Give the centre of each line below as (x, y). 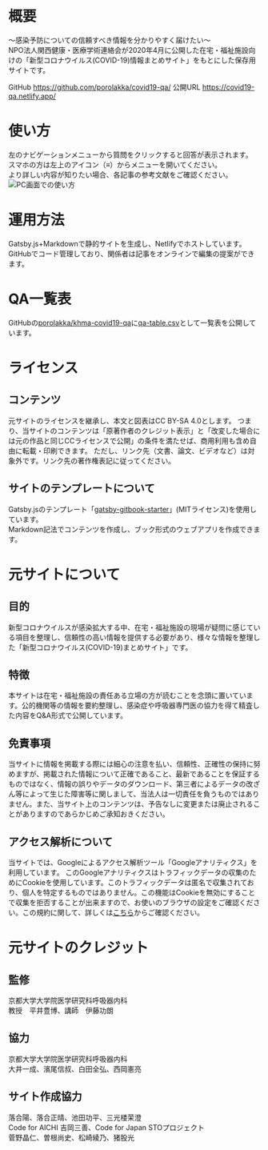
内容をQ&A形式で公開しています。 (71, 715)
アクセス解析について (61, 841)
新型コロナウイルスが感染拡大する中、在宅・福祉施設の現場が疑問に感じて (131, 627)
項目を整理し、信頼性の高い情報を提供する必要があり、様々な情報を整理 (134, 637)
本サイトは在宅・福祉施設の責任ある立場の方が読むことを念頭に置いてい (127, 695)
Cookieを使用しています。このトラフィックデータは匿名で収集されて (135, 882)
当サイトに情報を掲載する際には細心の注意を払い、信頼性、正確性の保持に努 (134, 764)
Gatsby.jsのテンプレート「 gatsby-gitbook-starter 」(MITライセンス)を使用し (133, 509)
